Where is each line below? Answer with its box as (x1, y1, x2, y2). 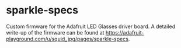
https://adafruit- (105, 29, 144, 36)
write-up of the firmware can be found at (6, 29, 105, 36)
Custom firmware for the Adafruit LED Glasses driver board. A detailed (6, 23, 176, 30)
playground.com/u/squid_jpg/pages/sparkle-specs (6, 35, 128, 42)
